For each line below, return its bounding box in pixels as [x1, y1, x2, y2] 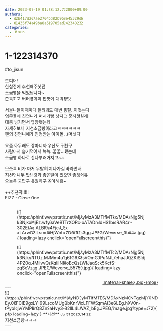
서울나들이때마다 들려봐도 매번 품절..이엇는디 [5, 107, 90, 113]
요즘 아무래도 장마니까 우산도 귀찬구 [5, 142, 73, 148]
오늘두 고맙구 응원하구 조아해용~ [5, 178, 66, 183]
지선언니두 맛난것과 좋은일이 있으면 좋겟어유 [5, 172, 88, 178]
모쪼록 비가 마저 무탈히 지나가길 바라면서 [5, 165, 81, 171]
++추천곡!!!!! [5, 189, 29, 195]
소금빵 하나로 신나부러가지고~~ [5, 154, 64, 160]
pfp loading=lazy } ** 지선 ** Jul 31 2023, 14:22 [5, 311, 91, 317]
